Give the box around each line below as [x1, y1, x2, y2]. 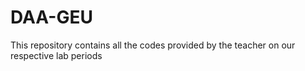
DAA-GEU [10, 6, 93, 29]
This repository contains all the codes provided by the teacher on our [10, 39, 296, 51]
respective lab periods [10, 49, 103, 61]
